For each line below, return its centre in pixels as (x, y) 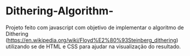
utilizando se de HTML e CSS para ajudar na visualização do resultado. (93, 46)
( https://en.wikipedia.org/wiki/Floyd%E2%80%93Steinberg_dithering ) (92, 40)
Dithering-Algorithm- (60, 11)
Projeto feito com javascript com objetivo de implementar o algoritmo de (95, 27)
